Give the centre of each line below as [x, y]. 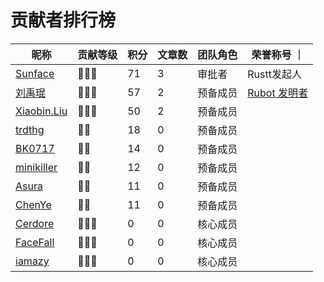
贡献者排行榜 [63, 20]
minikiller [36, 167]
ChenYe [33, 204]
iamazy [32, 261]
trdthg [30, 129]
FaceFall [35, 242]
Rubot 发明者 [277, 93]
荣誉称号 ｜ [278, 54]
